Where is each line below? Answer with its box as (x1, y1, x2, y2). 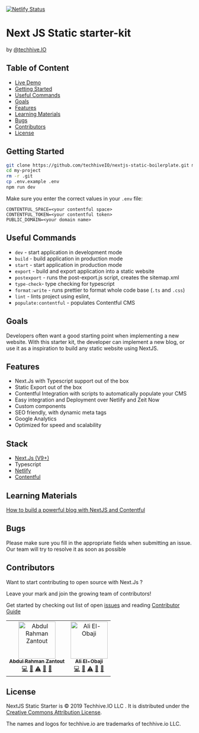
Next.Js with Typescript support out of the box (14, 377, 129, 385)
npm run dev (6, 184, 36, 190)
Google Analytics (14, 415, 57, 422)
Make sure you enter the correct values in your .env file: (6, 195, 143, 202)
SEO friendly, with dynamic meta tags (14, 409, 107, 416)
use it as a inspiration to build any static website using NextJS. (6, 345, 159, 352)
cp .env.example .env (6, 179, 60, 185)
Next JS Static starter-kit (6, 27, 131, 40)
